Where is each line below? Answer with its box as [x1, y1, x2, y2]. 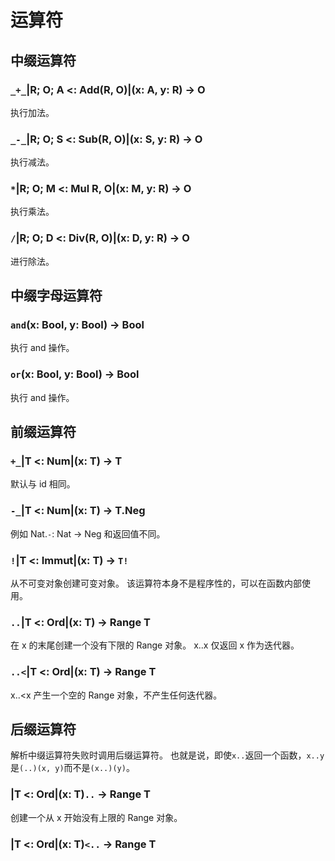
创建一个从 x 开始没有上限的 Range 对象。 [10, 811, 183, 823]
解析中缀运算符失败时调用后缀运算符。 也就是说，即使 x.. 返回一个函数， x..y [10, 749, 325, 761]
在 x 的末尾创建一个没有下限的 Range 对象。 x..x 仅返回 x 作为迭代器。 [10, 639, 300, 651]
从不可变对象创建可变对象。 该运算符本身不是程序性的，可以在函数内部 [10, 577, 302, 590]
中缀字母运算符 [10, 287, 103, 305]
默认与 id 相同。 [10, 478, 76, 490]
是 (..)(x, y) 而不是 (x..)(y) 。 [10, 762, 135, 774]
